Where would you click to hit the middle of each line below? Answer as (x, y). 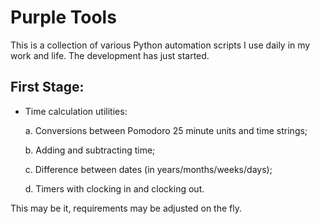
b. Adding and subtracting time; (90, 150)
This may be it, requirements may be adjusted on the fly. (126, 208)
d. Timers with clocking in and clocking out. (114, 188)
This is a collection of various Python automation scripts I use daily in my (160, 45)
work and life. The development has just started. (110, 55)
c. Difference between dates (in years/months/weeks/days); (148, 169)
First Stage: (47, 87)
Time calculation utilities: (76, 111)
